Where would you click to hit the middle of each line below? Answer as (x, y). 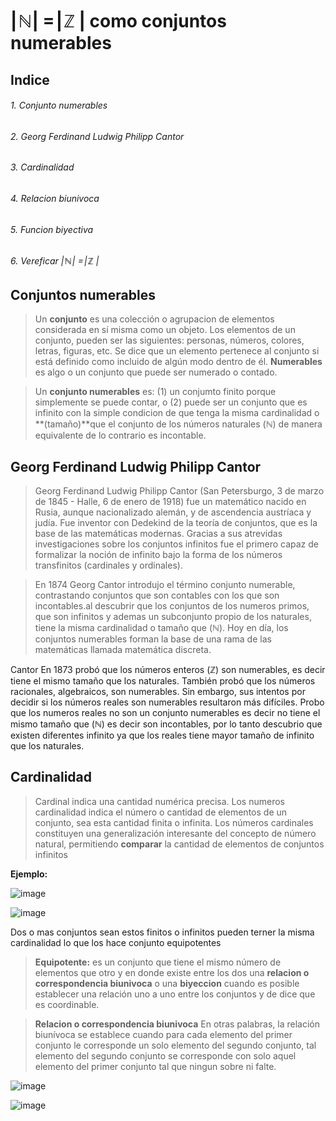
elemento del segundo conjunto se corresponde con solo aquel (165, 1055)
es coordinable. (67, 1004)
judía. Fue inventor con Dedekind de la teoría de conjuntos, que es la (176, 523)
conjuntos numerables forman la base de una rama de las (153, 639)
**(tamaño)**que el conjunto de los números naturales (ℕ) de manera (178, 424)
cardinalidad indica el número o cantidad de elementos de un (161, 812)
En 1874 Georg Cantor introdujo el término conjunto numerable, (165, 585)
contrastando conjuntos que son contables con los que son (157, 595)
